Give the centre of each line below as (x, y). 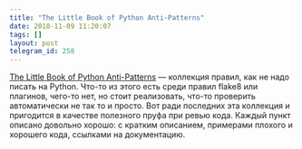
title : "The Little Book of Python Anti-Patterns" (107, 18)
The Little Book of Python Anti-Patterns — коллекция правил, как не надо (150, 77)
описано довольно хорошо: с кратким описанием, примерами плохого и (151, 125)
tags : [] (26, 34)
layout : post (34, 43)
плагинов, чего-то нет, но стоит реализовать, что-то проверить (133, 97)
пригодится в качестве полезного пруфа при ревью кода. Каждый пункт (151, 116)
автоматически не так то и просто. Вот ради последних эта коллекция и (150, 106)
